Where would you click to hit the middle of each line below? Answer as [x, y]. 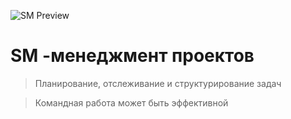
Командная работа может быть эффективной [131, 102]
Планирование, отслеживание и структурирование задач [158, 83]
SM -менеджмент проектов [132, 56]
